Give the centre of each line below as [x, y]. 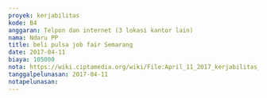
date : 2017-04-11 [37, 52]
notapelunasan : [33, 81]
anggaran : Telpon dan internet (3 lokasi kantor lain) [101, 30]
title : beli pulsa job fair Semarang [71, 45]
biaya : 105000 [32, 60]
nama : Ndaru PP [33, 38]
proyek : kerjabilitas [44, 15]
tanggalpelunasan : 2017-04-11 [58, 74]
